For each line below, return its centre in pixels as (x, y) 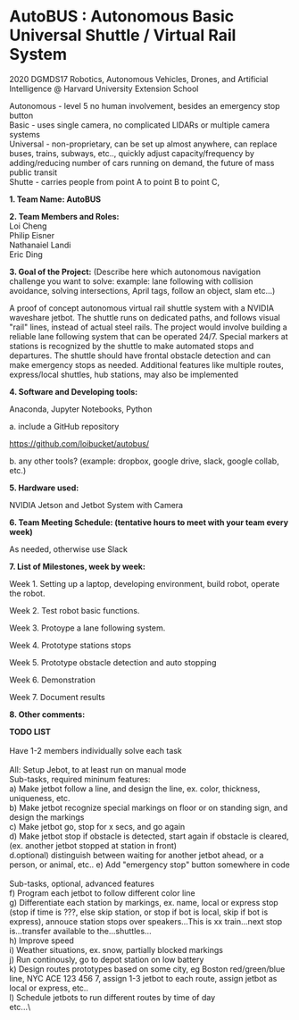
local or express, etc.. (49, 988)
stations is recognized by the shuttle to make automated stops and (132, 346)
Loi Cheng (28, 226)
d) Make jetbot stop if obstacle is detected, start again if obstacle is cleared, (149, 836)
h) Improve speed (42, 941)
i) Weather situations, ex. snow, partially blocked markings (116, 949)
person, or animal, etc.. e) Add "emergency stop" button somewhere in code (149, 865)
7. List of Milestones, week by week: (77, 566)
